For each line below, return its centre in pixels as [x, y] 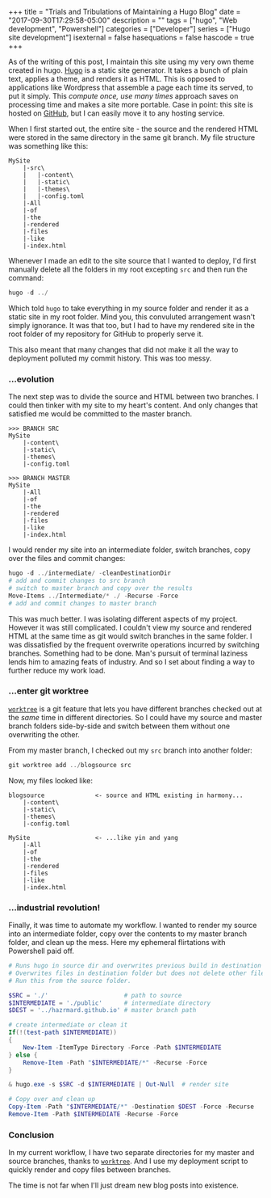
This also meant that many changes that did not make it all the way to [123, 349]
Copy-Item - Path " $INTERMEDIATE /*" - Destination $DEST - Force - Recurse [131, 1107]
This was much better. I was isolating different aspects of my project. [123, 618]
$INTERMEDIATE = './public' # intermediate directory [110, 1003]
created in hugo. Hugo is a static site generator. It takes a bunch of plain [128, 70]
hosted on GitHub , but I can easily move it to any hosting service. [117, 113]
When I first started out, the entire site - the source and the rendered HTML [133, 129]
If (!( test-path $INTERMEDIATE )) [63, 1033]
